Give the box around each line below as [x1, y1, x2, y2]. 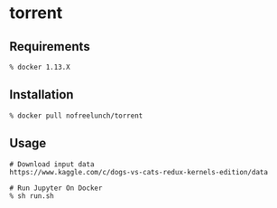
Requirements [9, 39, 90, 54]
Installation [9, 87, 74, 102]
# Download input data [9, 159, 95, 169]
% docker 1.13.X [9, 62, 70, 71]
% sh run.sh [9, 191, 54, 201]
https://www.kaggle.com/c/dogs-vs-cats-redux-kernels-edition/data [9, 167, 269, 176]
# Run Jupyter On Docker [9, 184, 103, 193]
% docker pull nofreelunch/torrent [9, 111, 143, 120]
